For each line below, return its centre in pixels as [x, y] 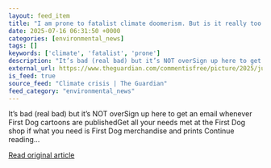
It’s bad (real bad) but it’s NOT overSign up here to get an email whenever [130, 114]
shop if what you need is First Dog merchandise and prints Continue [122, 131]
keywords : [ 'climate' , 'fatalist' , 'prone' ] [84, 53]
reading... [24, 140]
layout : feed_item [39, 16]
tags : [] [23, 46]
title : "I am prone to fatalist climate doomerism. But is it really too [135, 23]
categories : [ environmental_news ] [67, 38]
